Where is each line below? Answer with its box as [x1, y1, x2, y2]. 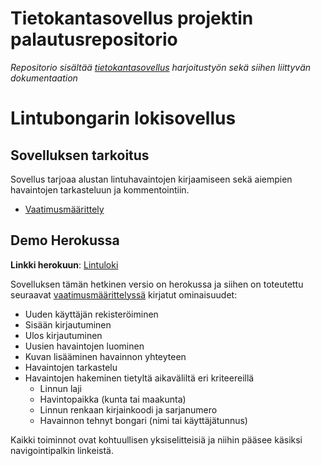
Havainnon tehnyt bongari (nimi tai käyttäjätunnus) [39, 414, 248, 426]
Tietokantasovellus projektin [10, 7, 254, 30]
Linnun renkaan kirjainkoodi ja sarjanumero [39, 403, 218, 416]
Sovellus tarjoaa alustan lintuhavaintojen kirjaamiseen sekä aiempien [10, 173, 293, 185]
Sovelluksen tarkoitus [10, 147, 150, 164]
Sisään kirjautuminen [24, 318, 112, 331]
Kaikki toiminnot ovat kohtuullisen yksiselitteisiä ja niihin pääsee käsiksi [10, 433, 303, 446]
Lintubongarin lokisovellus [10, 107, 237, 130]
